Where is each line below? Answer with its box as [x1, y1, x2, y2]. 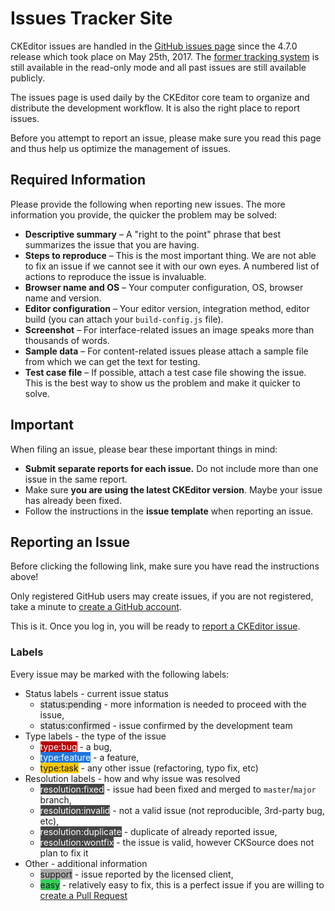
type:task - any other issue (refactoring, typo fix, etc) [39, 762, 259, 774]
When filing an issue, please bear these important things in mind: [10, 443, 278, 455]
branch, [39, 793, 72, 806]
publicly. [10, 72, 45, 84]
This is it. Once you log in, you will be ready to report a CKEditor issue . [10, 620, 301, 632]
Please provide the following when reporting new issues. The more [10, 198, 286, 210]
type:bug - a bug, [39, 740, 113, 752]
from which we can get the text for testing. [24, 355, 201, 367]
